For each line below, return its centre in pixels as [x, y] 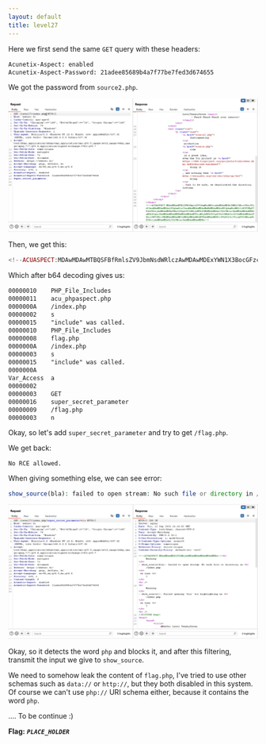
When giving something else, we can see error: [85, 478]
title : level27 [33, 25]
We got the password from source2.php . [73, 87]
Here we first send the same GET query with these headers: [104, 48]
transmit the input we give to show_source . [76, 660]
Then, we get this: [38, 244]
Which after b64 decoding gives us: [66, 275]
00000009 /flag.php [46, 410]
